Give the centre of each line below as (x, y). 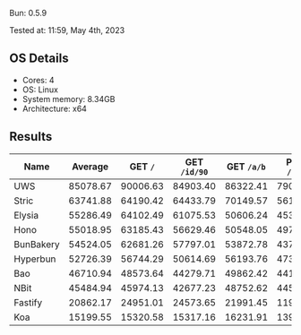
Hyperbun (35, 259)
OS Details (39, 59)
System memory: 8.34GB (69, 99)
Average (90, 167)
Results (31, 137)
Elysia (26, 215)
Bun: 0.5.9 (28, 13)
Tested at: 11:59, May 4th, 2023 (67, 30)
